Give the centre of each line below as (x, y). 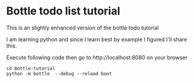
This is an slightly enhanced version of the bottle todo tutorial (82, 28)
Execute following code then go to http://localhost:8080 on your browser (97, 57)
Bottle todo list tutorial (63, 11)
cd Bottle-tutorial (31, 68)
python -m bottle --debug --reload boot (59, 73)
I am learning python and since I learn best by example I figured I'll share (97, 39)
